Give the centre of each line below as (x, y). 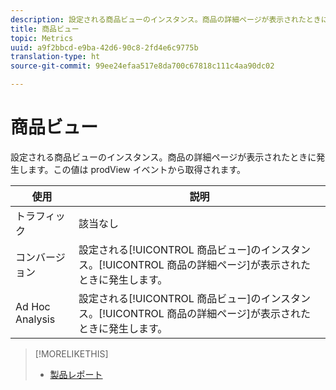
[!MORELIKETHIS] (71, 353)
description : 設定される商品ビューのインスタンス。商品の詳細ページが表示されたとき (166, 19)
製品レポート (76, 374)
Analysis (35, 319)
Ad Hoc (33, 306)
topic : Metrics (42, 38)
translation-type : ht (55, 57)
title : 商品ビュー (45, 29)
